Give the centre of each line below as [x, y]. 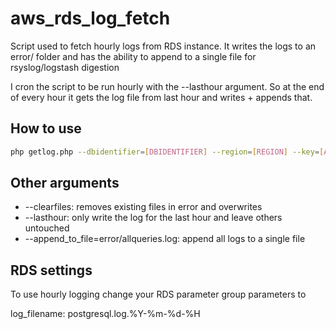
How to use [46, 128]
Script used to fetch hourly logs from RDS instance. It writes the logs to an [163, 46]
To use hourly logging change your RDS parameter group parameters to [158, 294]
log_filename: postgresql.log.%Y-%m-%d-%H [105, 314]
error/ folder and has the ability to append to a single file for [133, 56]
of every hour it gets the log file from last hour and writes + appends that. [161, 97]
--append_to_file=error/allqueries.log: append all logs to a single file [165, 239]
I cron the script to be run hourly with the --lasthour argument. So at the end [167, 86]
